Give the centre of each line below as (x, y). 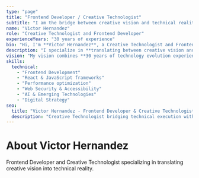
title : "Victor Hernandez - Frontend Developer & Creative (86, 111)
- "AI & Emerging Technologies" (57, 94)
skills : (16, 61)
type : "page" (22, 12)
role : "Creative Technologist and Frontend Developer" (75, 34)
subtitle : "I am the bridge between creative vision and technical (91, 23)
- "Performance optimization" (54, 84)
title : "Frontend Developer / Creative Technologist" (74, 17)
